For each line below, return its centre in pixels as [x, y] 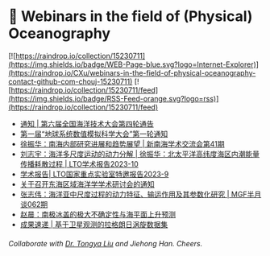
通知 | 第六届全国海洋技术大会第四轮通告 [87, 123]
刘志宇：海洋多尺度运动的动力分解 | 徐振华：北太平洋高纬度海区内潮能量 [140, 154]
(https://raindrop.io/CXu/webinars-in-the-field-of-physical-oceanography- [132, 72]
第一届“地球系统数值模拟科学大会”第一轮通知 [94, 134]
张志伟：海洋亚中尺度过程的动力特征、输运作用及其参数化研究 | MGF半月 [141, 194]
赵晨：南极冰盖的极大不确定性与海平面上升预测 [98, 214]
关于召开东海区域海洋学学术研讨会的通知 [87, 184]
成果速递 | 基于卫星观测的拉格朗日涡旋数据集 [94, 224]
